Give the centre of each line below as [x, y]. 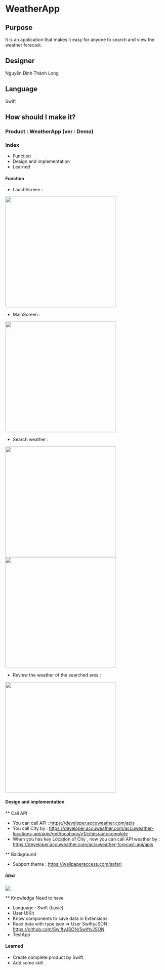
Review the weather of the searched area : [57, 675]
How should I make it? [40, 117]
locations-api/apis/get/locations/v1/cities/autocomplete [70, 833]
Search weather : [30, 439]
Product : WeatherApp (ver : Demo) [49, 131]
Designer [20, 61]
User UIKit [23, 913]
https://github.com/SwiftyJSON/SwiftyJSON [58, 929]
